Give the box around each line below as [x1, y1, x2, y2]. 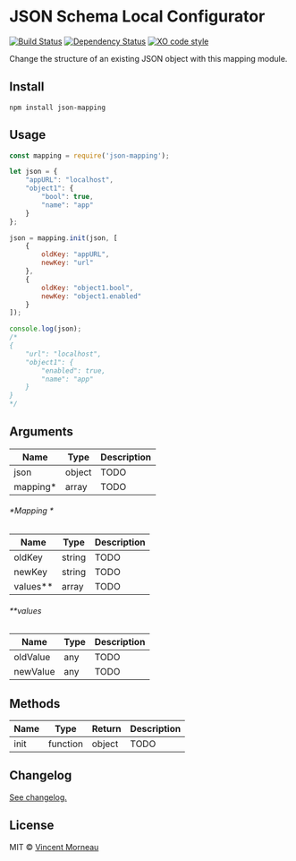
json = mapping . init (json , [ [9, 233, 118, 243]
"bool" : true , [41, 193, 94, 202]
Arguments [9, 424, 74, 440]
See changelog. [9, 791, 67, 803]
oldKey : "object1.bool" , [41, 283, 134, 292]
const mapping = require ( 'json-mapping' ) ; [9, 151, 170, 160]
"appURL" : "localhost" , [25, 176, 114, 185]
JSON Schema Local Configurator [9, 6, 266, 27]
